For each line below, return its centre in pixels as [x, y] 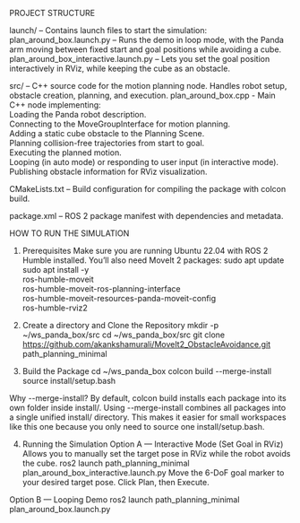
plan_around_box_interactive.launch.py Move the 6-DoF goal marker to [153, 473]
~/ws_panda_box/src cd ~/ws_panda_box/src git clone [124, 335]
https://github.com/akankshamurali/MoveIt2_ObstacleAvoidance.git [146, 344]
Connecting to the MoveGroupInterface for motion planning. [120, 124]
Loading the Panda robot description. [78, 114]
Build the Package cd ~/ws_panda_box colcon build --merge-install [146, 371]
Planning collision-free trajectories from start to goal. [107, 143]
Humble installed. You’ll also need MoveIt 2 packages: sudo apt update [153, 260]
